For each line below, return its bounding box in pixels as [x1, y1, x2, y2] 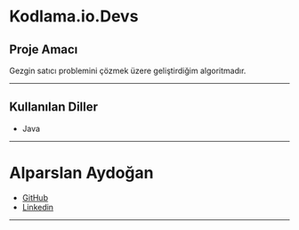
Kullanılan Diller [9, 100, 99, 115]
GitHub [21, 192, 49, 202]
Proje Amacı [9, 42, 78, 57]
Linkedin [21, 201, 54, 212]
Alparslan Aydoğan [9, 163, 154, 183]
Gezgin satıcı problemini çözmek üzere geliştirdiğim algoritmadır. [9, 65, 246, 76]
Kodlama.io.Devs [9, 6, 139, 27]
